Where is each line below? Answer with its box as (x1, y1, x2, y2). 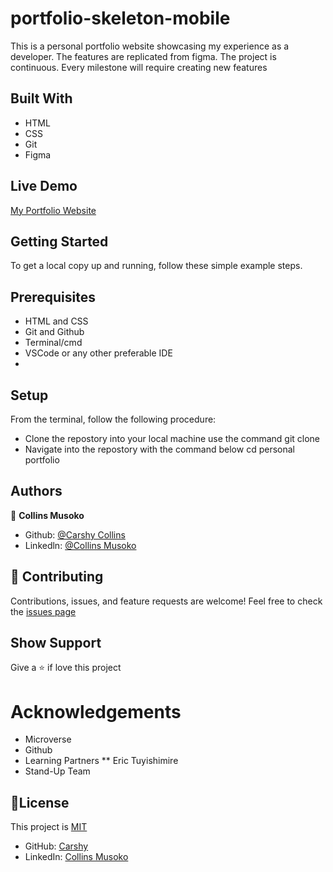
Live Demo (10, 178, 78, 195)
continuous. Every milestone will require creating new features (10, 61, 268, 73)
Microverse (24, 733, 72, 746)
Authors (10, 483, 63, 500)
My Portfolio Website (10, 204, 97, 216)
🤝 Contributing (10, 568, 104, 586)
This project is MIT (10, 821, 88, 833)
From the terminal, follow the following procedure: (10, 413, 217, 425)
